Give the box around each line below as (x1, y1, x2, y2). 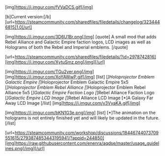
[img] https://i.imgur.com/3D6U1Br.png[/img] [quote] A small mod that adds (5, 34, 157, 39)
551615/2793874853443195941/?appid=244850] (5, 135, 105, 141)
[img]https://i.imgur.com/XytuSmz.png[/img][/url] (5, 59, 105, 65)
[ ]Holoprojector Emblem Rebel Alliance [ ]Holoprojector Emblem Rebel (5, 84, 146, 90)
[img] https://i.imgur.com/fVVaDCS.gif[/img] (5, 4, 93, 10)
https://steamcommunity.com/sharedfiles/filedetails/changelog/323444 (14, 19, 160, 25)
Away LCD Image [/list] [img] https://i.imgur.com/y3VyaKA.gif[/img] (5, 100, 140, 106)
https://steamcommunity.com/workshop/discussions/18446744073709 (14, 130, 159, 135)
